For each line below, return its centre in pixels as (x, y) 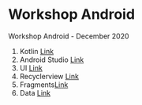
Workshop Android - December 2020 (69, 36)
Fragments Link (44, 85)
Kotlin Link (36, 51)
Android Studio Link (52, 60)
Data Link (35, 92)
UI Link (31, 67)
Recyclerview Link (49, 76)
